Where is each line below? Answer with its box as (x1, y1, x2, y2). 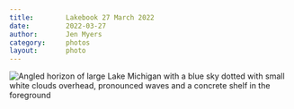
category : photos (9, 38, 91, 47)
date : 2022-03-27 (9, 21, 106, 30)
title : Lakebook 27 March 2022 (9, 13, 155, 22)
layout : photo (9, 46, 87, 55)
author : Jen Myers (9, 29, 102, 38)
